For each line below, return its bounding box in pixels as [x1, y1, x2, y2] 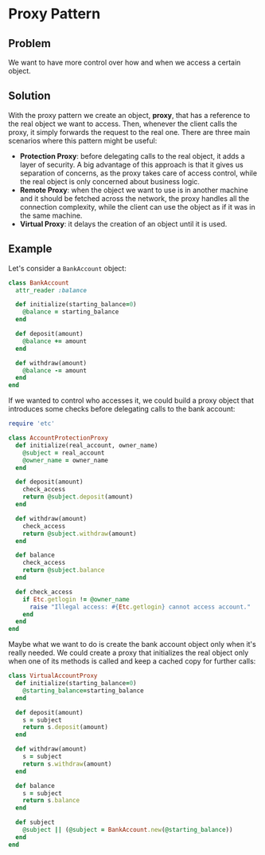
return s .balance [22, 797, 80, 805]
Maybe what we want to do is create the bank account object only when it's [8, 640, 256, 649]
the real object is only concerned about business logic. [19, 176, 201, 186]
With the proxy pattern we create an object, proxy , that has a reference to [8, 110, 251, 120]
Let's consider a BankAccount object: [8, 263, 127, 273]
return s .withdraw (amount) [22, 759, 112, 768]
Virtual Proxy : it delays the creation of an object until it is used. [19, 219, 228, 228]
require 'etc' [8, 420, 56, 427]
